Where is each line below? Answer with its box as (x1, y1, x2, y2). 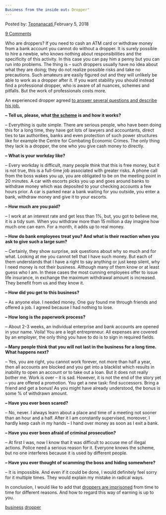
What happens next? (5, 349, 49, 355)
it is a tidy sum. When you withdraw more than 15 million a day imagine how (5, 218, 160, 224)
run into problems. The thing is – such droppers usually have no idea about (5, 61, 158, 67)
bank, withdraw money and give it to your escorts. (5, 194, 108, 200)
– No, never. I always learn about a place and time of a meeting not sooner (5, 409, 157, 415)
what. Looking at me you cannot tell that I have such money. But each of (5, 253, 153, 259)
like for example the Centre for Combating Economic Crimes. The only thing (5, 138, 160, 144)
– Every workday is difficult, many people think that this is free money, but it (5, 162, 160, 168)
